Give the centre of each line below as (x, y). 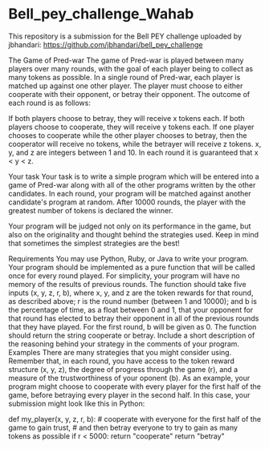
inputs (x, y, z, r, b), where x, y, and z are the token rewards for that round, (131, 293)
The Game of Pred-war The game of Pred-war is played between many (126, 60)
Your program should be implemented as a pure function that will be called (132, 267)
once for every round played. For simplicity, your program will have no (124, 275)
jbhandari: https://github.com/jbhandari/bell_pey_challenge (106, 44)
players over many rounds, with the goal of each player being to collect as (131, 68)
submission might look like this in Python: (77, 403)
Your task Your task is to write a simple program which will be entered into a (134, 176)
